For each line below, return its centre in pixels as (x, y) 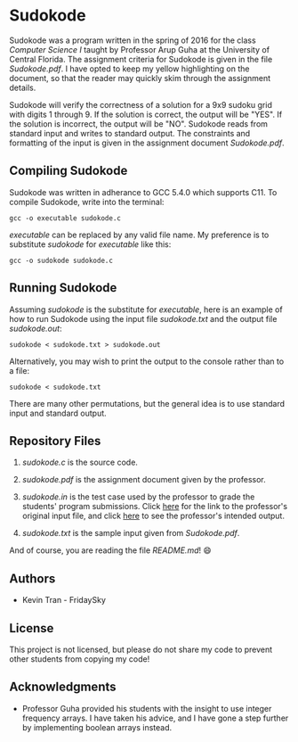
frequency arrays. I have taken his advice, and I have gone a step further (155, 718)
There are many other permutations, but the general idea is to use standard (147, 403)
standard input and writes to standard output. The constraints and (130, 133)
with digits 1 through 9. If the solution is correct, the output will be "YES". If (146, 114)
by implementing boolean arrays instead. (97, 727)
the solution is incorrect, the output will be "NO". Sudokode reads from (139, 124)
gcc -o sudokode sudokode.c (61, 260)
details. (23, 87)
